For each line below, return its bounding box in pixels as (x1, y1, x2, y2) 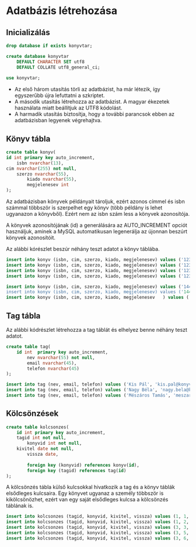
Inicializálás (6, 27, 51, 37)
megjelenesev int (27, 182, 69, 188)
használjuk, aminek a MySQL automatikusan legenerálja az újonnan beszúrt (6, 228, 188, 235)
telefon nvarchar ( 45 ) (27, 366, 80, 371)
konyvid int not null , (27, 441, 82, 446)
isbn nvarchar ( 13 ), (16, 160, 64, 166)
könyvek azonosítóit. (6, 234, 56, 241)
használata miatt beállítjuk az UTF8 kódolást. (14, 104, 123, 112)
